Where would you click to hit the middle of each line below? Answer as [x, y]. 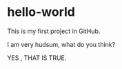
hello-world [41, 12]
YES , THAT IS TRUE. [37, 58]
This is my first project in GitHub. [54, 31]
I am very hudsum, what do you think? [61, 44]
